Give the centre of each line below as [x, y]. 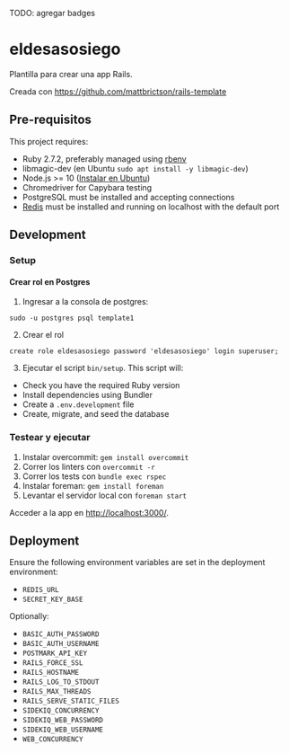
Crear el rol [43, 335]
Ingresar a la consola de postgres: [85, 302]
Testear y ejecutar [50, 438]
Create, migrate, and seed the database [96, 414]
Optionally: [29, 616]
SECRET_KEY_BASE [53, 600]
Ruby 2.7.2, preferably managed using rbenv [104, 159]
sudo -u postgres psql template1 [72, 318]
